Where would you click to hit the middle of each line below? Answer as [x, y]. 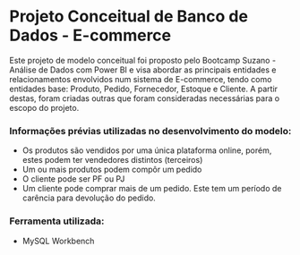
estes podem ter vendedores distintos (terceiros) [112, 160]
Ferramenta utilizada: [57, 221]
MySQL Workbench [58, 241]
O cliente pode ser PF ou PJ [73, 179]
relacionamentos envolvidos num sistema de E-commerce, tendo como [141, 79]
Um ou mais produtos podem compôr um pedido [112, 170]
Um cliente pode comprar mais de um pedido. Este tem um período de [152, 189]
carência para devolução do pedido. [89, 198]
